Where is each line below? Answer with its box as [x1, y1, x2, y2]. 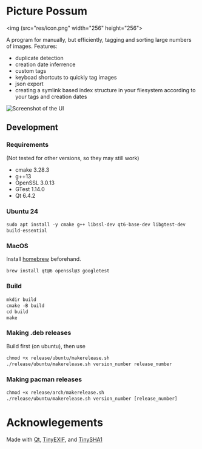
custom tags [15, 67, 47, 74]
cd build [6, 308, 29, 315]
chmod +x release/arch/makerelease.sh [6, 390, 104, 396]
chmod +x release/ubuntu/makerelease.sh [6, 355, 110, 361]
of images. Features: [6, 42, 58, 50]
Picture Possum [6, 4, 88, 18]
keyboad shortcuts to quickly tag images [15, 73, 117, 81]
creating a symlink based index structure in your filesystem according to [15, 86, 196, 93]
